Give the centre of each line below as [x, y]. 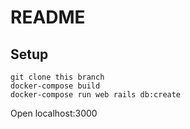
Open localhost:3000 [54, 113]
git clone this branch [57, 77]
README [48, 17]
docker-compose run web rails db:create [96, 95]
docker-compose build [55, 86]
